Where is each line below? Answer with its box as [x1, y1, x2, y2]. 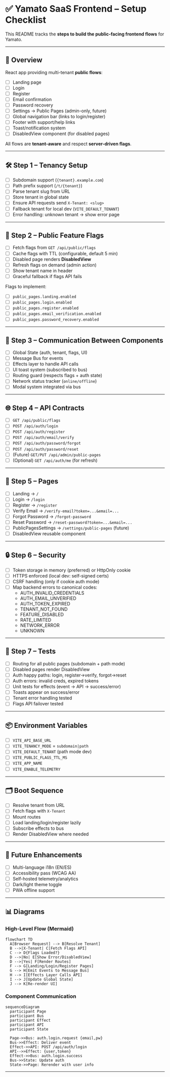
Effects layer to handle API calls [12, 361, 79, 367]
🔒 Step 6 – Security [5, 551, 66, 560]
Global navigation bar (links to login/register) [12, 114, 106, 120]
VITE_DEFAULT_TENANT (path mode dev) [12, 749, 92, 755]
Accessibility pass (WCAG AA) [12, 870, 76, 876]
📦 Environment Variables [5, 721, 88, 730]
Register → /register [12, 502, 57, 508]
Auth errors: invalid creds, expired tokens [12, 678, 99, 684]
